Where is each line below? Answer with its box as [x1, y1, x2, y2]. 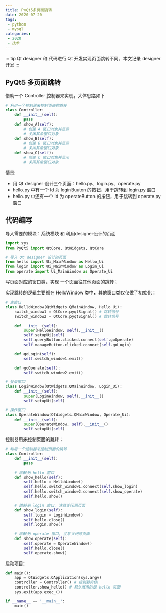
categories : [5, 31, 31, 36]
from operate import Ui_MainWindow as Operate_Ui [5, 269, 113, 274]
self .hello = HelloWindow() [23, 479, 83, 485]
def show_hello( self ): [14, 475, 63, 480]
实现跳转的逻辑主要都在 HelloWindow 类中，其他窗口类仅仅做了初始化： [5, 289, 157, 296]
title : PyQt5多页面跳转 [5, 7, 52, 13]
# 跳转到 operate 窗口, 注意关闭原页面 [14, 531, 90, 536]
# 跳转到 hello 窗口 [14, 470, 55, 475]
